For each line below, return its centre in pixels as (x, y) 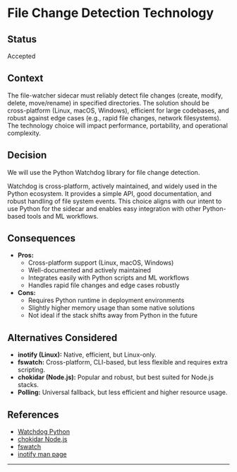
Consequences (42, 238)
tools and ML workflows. (63, 216)
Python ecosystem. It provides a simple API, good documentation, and (109, 193)
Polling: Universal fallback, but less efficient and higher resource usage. (122, 392)
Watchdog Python (44, 432)
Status (22, 39)
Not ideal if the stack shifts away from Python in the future (113, 316)
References (33, 414)
